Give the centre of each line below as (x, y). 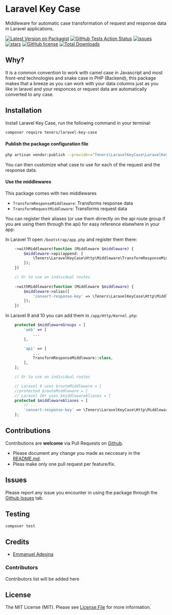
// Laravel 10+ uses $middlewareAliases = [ (63, 396)
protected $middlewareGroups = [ (50, 325)
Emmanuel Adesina (33, 554)
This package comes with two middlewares (51, 193)
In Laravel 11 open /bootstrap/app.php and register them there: (71, 239)
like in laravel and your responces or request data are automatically (76, 89)
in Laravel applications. (30, 28)
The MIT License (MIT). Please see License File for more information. (78, 607)
